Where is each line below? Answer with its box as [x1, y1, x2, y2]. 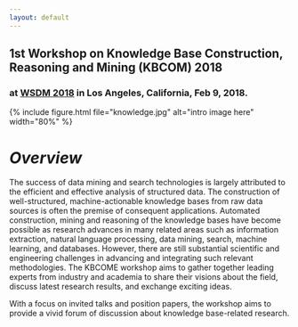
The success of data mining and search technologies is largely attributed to [9, 177, 286, 188]
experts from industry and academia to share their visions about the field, [9, 272, 278, 282]
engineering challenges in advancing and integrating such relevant [9, 253, 254, 264]
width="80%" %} [9, 117, 73, 127]
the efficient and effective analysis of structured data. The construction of [9, 186, 280, 197]
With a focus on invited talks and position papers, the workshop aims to [9, 298, 271, 309]
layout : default [9, 12, 69, 22]
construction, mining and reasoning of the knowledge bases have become [9, 215, 282, 225]
